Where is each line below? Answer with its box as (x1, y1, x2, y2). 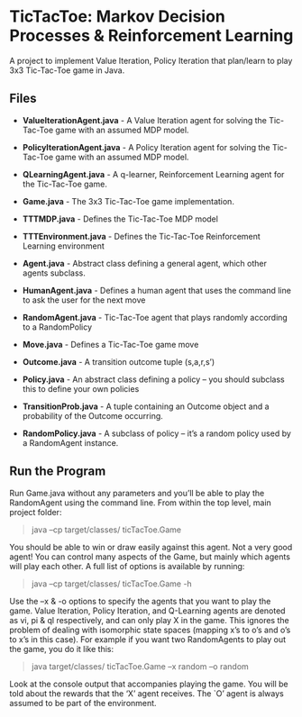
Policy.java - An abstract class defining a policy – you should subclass (22, 374, 286, 385)
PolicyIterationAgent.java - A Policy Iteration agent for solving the (22, 141, 270, 152)
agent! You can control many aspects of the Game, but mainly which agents (9, 551, 291, 562)
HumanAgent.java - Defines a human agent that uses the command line (22, 285, 291, 295)
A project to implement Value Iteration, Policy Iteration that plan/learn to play (9, 55, 293, 66)
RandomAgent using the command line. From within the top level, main (9, 497, 272, 508)
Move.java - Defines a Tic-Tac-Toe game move (22, 339, 199, 349)
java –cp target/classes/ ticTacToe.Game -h (31, 578, 192, 589)
